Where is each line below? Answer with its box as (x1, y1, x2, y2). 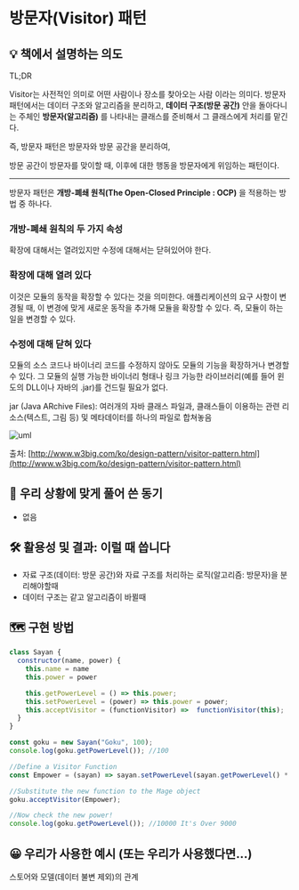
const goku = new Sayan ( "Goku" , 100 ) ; (9, 738, 153, 748)
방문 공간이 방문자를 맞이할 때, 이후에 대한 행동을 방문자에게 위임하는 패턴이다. (9, 160, 280, 170)
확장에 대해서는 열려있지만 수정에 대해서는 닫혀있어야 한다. (9, 245, 212, 255)
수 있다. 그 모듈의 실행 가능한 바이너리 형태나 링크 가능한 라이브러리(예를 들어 (9, 370, 276, 381)
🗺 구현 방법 (9, 619, 75, 635)
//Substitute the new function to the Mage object (9, 787, 201, 796)
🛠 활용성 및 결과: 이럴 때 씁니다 (9, 540, 171, 555)
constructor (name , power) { (17, 656, 122, 666)
